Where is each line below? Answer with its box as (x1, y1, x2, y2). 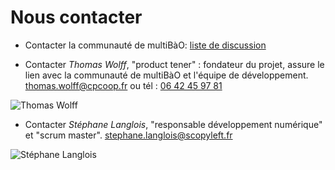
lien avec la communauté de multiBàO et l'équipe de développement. (24, 69, 309, 81)
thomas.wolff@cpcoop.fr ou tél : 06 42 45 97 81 (24, 79, 223, 91)
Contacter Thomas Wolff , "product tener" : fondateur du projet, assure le (24, 58, 325, 70)
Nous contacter (10, 6, 143, 29)
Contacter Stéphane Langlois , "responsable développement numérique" (24, 118, 323, 130)
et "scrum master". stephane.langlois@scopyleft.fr (24, 129, 233, 141)
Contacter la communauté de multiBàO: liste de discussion (24, 39, 267, 51)
